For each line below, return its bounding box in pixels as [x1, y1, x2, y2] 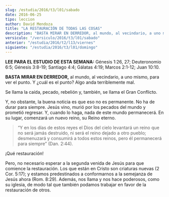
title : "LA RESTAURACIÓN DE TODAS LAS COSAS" [5, 26, 102, 31]
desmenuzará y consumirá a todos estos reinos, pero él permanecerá [17, 135, 162, 141]
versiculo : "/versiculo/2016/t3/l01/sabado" [5, 36, 100, 41]
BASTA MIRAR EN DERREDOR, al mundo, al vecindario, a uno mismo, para [5, 74, 159, 80]
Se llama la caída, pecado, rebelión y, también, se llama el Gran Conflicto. [5, 89, 157, 95]
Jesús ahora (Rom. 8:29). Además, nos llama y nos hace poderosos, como [5, 176, 160, 182]
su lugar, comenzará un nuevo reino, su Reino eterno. [5, 114, 116, 121]
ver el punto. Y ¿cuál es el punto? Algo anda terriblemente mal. [5, 79, 135, 85]
